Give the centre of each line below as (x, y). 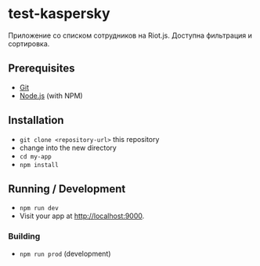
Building (24, 236)
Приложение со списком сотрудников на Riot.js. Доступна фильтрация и (130, 35)
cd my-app (36, 157)
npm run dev (39, 209)
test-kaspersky (60, 14)
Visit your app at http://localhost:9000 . (82, 216)
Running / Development (67, 189)
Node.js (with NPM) (51, 96)
